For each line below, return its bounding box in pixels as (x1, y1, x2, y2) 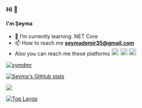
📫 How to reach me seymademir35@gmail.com (14, 39, 134, 46)
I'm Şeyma (6, 20, 33, 27)
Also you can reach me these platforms (14, 50, 110, 58)
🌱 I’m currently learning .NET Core (14, 33, 98, 40)
